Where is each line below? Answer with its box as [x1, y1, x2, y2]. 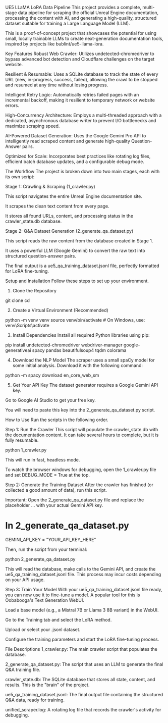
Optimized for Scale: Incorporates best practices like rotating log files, [5, 153, 151, 159]
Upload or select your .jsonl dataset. [5, 626, 81, 633]
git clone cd [5, 297, 30, 303]
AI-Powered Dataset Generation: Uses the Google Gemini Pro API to [5, 133, 146, 138]
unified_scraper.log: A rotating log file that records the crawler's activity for [5, 706, 161, 712]
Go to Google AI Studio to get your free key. [5, 397, 96, 403]
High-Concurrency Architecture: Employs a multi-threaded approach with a [5, 112, 162, 118]
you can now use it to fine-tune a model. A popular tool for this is [5, 592, 140, 598]
